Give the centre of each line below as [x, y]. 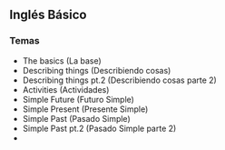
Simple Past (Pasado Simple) [76, 118]
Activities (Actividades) [66, 89]
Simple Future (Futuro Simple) [78, 99]
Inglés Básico [48, 15]
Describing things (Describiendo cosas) [97, 70]
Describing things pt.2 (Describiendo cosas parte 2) [120, 80]
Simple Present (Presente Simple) [85, 109]
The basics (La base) [62, 60]
